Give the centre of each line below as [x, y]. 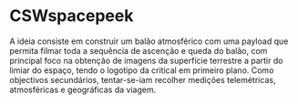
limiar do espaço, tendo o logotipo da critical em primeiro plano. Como [142, 70]
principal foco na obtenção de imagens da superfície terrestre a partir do [146, 60]
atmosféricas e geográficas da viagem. [83, 89]
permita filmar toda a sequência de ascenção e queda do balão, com [139, 50]
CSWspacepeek [72, 16]
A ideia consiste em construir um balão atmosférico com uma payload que [149, 41]
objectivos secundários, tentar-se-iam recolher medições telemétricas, [143, 79]
